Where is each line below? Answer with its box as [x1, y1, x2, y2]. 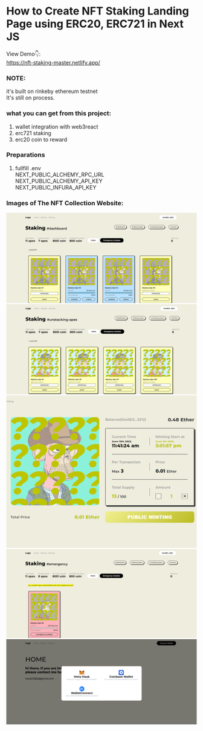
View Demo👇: [6, 50, 41, 57]
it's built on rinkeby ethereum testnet [6, 88, 98, 95]
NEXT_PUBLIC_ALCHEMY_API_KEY [14, 177, 103, 185]
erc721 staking [14, 129, 51, 136]
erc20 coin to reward [14, 136, 68, 143]
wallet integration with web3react [14, 123, 98, 130]
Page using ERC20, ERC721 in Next [6, 17, 184, 31]
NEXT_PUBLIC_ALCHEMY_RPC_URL [14, 171, 105, 178]
